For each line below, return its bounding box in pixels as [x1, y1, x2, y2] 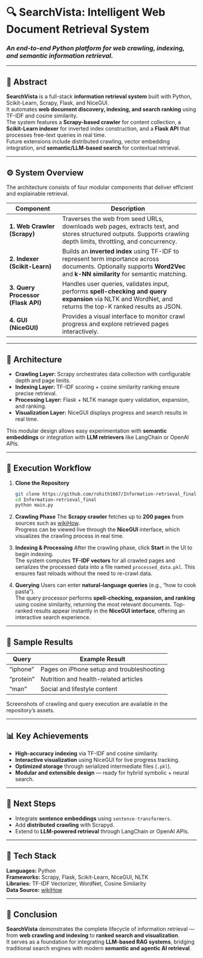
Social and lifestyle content [40, 685, 118, 694]
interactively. [62, 327, 99, 336]
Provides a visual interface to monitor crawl [62, 312, 185, 321]
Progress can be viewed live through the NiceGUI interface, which [14, 526, 180, 533]
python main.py [14, 502, 54, 508]
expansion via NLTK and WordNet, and [62, 295, 173, 303]
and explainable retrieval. [6, 190, 69, 197]
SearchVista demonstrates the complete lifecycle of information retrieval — [6, 925, 195, 933]
